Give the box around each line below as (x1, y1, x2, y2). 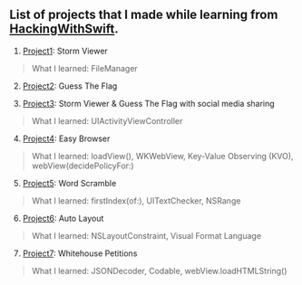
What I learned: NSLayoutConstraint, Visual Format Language (31, 230, 261, 241)
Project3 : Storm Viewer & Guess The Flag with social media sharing (22, 98, 275, 109)
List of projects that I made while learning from (9, 7, 278, 23)
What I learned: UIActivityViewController (31, 115, 183, 126)
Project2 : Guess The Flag (22, 81, 118, 91)
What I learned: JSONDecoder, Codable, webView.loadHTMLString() (31, 265, 287, 276)
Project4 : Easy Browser (22, 133, 111, 144)
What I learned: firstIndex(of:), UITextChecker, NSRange (31, 195, 241, 206)
